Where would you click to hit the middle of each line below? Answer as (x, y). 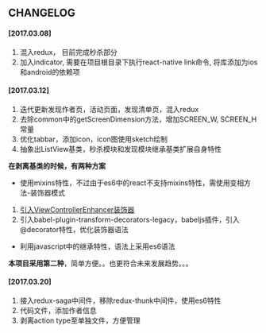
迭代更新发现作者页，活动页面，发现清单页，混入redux (109, 109)
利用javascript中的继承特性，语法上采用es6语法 (98, 246)
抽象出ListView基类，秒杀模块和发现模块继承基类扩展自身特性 (121, 149)
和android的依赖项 (50, 72)
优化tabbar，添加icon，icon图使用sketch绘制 (94, 139)
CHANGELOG (42, 13)
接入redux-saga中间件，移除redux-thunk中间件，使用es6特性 (120, 300)
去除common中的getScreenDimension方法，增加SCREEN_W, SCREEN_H (138, 119)
